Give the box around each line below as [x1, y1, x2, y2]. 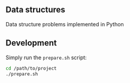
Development [5, 38, 58, 48]
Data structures [5, 5, 65, 15]
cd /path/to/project [5, 65, 58, 71]
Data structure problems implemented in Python [5, 20, 124, 27]
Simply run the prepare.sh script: [5, 54, 87, 61]
